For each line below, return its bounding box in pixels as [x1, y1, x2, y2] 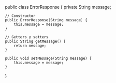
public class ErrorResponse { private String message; [5, 4, 111, 10]
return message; [14, 43, 47, 48]
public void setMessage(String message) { [5, 56, 92, 61]
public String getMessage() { [5, 39, 66, 44]
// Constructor [5, 14, 36, 18]
